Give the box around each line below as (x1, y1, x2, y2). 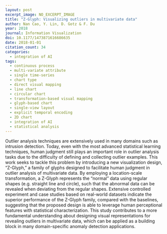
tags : (5, 59, 16, 64)
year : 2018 (5, 26, 28, 31)
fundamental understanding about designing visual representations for (5, 212, 151, 218)
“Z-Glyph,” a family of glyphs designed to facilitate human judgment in (5, 164, 150, 171)
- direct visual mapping (9, 82, 61, 87)
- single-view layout (9, 105, 55, 110)
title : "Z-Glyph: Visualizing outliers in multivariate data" (5, 17, 137, 22)
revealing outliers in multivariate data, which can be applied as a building (5, 218, 155, 224)
